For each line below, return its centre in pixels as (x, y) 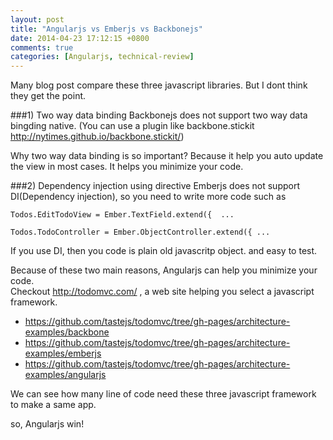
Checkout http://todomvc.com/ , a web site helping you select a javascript (162, 292)
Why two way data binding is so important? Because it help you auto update (167, 156)
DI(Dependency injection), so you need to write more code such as (148, 197)
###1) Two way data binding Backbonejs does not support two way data (159, 115)
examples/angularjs (65, 375)
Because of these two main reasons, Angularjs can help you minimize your (164, 270)
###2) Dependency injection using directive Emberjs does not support (155, 186)
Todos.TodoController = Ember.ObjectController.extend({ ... (140, 232)
